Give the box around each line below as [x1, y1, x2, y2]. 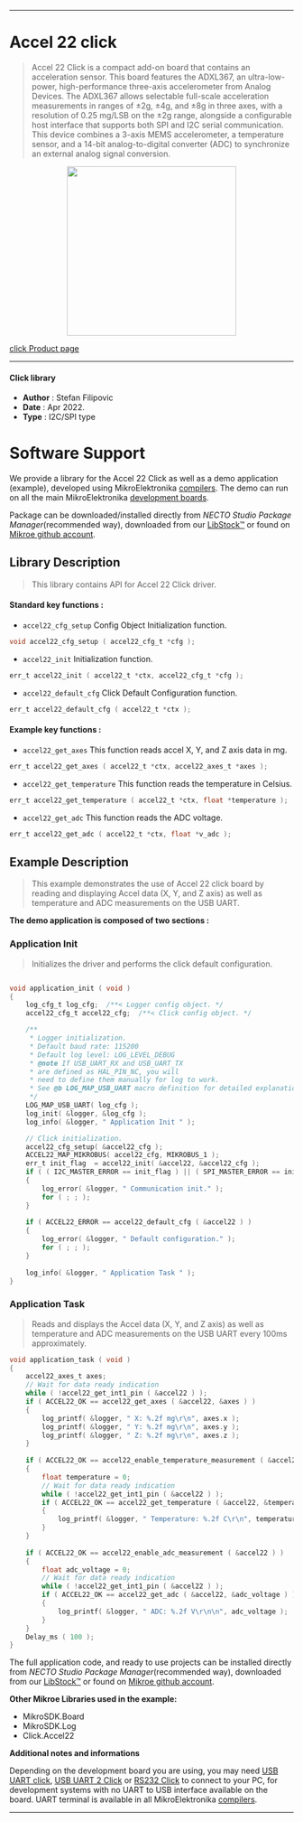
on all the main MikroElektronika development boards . [9, 492, 209, 503]
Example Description [9, 855, 129, 870]
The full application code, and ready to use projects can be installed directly [9, 1657, 292, 1668]
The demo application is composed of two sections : [9, 915, 210, 926]
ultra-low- [247, 71, 286, 82]
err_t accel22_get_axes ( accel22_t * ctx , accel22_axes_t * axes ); [9, 762, 269, 771]
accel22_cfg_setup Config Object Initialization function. [22, 620, 227, 631]
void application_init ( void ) [9, 984, 131, 993]
